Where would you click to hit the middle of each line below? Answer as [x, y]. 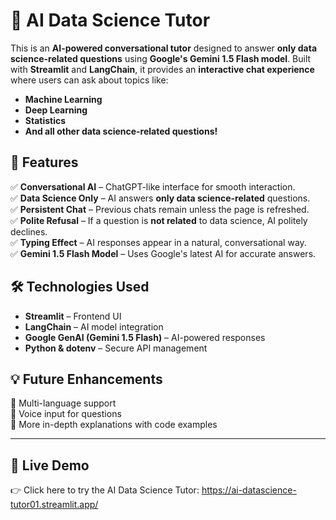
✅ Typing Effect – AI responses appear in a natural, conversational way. [158, 242]
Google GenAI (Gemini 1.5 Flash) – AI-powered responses [145, 337]
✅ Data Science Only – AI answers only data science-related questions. [160, 198]
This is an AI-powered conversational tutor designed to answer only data [164, 48]
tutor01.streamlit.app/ [54, 505]
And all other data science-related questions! [121, 131]
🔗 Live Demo [50, 465]
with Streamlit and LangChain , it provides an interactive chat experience [162, 69]
